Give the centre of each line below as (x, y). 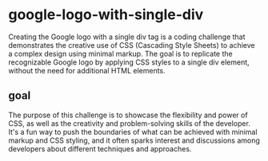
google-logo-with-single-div (106, 15)
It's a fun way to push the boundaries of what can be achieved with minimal (133, 132)
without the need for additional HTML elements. (87, 70)
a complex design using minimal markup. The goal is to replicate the (121, 53)
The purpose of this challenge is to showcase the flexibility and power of (128, 115)
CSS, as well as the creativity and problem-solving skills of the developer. (129, 123)
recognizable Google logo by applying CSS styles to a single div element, (129, 62)
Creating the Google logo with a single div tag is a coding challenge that (127, 37)
